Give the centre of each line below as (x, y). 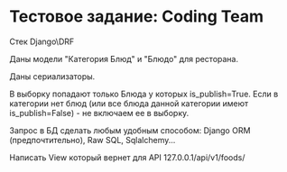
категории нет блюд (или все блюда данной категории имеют (129, 103)
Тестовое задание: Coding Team (137, 17)
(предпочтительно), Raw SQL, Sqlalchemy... (93, 140)
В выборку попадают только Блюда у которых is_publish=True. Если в (144, 94)
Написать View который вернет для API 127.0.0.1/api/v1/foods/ (127, 157)
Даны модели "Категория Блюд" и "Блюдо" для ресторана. (124, 59)
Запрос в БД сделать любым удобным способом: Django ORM (130, 130)
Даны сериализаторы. (52, 76)
